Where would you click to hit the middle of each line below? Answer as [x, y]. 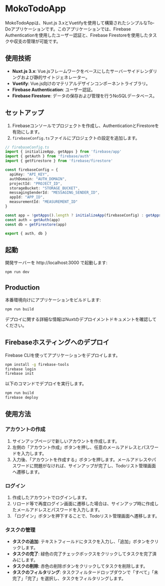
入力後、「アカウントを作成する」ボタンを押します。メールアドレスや [82, 459]
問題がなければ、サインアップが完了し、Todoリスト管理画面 [95, 465]
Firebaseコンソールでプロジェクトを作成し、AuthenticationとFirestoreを [85, 126]
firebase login [21, 369]
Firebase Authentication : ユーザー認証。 [54, 90]
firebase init [20, 374]
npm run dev [17, 272]
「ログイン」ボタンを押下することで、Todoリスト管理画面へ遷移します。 [86, 516]
